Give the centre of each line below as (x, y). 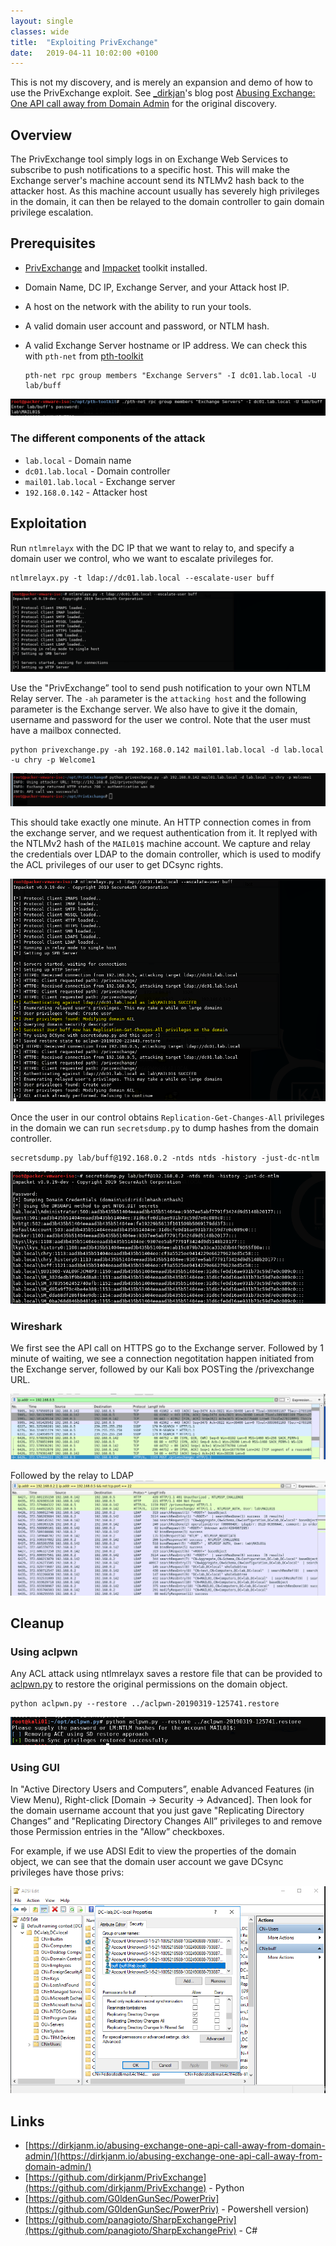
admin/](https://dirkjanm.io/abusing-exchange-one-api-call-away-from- (173, 2156)
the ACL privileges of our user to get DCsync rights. (117, 865)
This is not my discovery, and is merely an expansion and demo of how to (161, 82)
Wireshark (36, 1326)
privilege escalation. (52, 212)
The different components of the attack (108, 438)
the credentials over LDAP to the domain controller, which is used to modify (166, 854)
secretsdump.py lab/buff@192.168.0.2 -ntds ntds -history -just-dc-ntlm (165, 1158)
